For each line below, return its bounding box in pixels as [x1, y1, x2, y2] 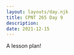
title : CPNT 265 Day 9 [6, 15, 63, 21]
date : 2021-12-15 [6, 25, 50, 32]
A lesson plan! [6, 42, 42, 50]
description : [6, 20, 39, 26]
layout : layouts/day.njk [6, 8, 69, 15]
